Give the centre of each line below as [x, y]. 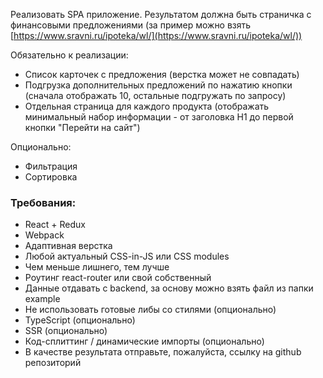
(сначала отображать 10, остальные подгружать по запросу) [155, 95]
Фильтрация [51, 166]
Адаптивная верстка [68, 246]
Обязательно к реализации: [69, 55]
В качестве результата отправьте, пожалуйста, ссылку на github [163, 352]
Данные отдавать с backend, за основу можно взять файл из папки [169, 288]
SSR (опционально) [66, 331]
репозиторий [53, 363]
